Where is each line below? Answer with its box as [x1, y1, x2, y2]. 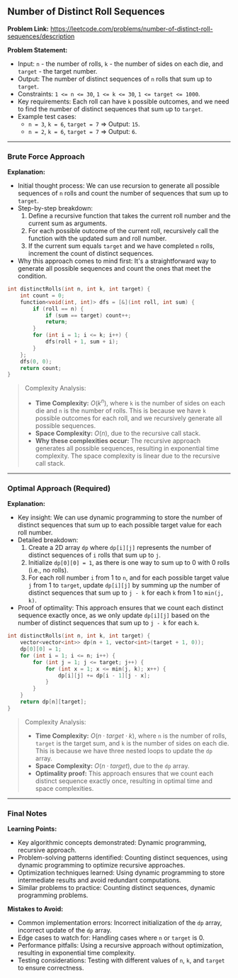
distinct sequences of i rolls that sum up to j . [28, 551, 161, 559]
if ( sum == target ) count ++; [45, 312, 132, 319]
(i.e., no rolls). [28, 566, 69, 575]
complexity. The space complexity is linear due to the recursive [35, 451, 220, 460]
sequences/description [7, 32, 75, 40]
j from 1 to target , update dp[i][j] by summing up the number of [28, 581, 221, 590]
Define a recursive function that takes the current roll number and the [28, 212, 232, 220]
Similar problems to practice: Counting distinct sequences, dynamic [17, 884, 216, 892]
